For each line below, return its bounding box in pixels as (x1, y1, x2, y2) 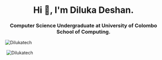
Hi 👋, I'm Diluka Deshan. (33, 4, 134, 16)
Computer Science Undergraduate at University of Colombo (9, 22, 158, 29)
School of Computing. (56, 28, 111, 35)
